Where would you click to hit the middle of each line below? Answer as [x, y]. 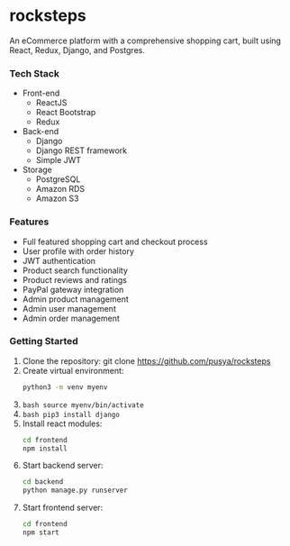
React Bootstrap [66, 113]
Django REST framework [82, 150]
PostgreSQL [58, 179]
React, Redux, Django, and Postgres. [77, 50]
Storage [37, 170]
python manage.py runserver [75, 491]
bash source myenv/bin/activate [83, 405]
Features [29, 222]
